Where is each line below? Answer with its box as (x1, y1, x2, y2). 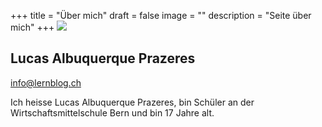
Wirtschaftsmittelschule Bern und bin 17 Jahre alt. (10, 106, 215, 119)
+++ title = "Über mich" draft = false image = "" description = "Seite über (10, 10, 312, 21)
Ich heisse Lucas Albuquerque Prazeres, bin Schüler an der (10, 96, 255, 108)
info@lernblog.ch (10, 76, 82, 89)
